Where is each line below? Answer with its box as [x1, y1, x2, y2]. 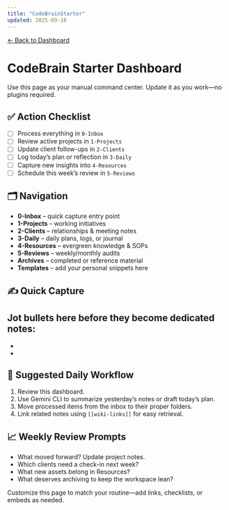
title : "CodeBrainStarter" [7, 10, 86, 17]
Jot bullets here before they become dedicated [7, 312, 215, 324]
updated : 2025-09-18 [7, 17, 68, 24]
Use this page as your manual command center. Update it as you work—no [7, 83, 222, 91]
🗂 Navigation [7, 190, 68, 202]
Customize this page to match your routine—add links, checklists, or [7, 488, 203, 497]
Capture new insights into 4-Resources [17, 161, 127, 169]
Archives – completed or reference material [17, 256, 143, 265]
